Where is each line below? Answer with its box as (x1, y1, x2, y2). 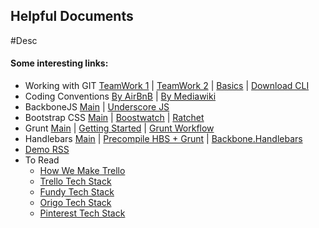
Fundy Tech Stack (39, 186, 115, 198)
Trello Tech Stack (39, 175, 112, 188)
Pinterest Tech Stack (39, 207, 126, 219)
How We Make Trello (39, 165, 126, 177)
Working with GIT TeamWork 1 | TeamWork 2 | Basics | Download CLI (24, 80, 310, 92)
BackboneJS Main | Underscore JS (24, 101, 170, 113)
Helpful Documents (10, 8, 134, 25)
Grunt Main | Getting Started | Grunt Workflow (24, 122, 215, 134)
